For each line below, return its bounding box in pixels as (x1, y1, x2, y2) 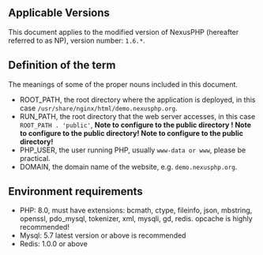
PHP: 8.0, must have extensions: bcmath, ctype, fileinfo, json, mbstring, (19, 205, 253, 216)
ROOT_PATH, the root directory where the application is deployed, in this (19, 95, 256, 104)
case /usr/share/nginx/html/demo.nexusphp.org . (19, 103, 178, 113)
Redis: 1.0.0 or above (19, 239, 88, 249)
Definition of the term (8, 58, 116, 72)
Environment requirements (8, 185, 144, 198)
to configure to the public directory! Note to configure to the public (19, 128, 243, 137)
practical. (19, 153, 51, 163)
